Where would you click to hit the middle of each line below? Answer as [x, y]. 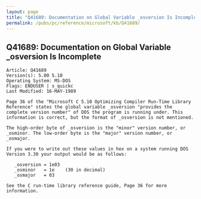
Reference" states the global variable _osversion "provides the [89, 107]
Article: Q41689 [26, 70]
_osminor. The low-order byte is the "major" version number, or [89, 133]
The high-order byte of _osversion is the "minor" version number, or [96, 128]
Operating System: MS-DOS [38, 81]
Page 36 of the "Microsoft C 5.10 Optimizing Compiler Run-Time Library [99, 102]
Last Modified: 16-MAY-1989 [41, 91]
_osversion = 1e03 [37, 165]
